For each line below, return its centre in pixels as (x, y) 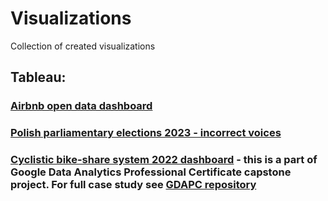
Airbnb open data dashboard (81, 106)
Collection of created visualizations (83, 46)
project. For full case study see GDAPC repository (133, 185)
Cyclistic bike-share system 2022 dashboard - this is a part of (164, 160)
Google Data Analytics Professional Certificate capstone (151, 172)
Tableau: (38, 77)
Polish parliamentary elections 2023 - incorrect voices (146, 133)
